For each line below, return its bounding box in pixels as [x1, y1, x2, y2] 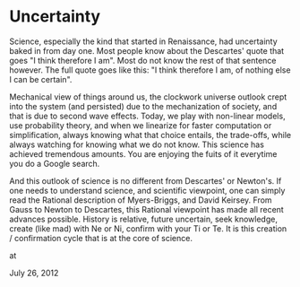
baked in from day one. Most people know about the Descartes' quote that [9, 45, 285, 56]
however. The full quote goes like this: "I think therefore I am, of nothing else [9, 65, 291, 75]
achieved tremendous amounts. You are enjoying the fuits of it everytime [9, 148, 278, 159]
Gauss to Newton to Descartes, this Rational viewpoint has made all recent [9, 204, 284, 214]
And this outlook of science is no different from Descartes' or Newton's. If [9, 175, 282, 186]
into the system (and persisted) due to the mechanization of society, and [9, 100, 278, 111]
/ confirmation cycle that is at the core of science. [9, 232, 193, 243]
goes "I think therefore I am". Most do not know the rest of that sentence [9, 55, 277, 65]
